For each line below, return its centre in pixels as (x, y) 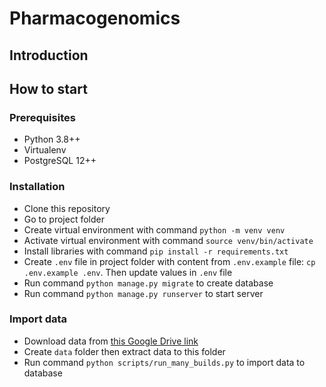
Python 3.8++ (52, 139)
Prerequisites (42, 117)
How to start (48, 88)
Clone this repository (67, 208)
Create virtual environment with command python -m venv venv (154, 229)
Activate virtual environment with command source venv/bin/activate (168, 240)
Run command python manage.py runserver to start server (143, 293)
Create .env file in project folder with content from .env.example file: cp (169, 261)
